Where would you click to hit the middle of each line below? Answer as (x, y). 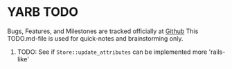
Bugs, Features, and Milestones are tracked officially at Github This (103, 31)
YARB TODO (43, 12)
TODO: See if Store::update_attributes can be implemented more (112, 52)
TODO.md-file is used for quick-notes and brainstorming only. (95, 38)
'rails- (217, 52)
